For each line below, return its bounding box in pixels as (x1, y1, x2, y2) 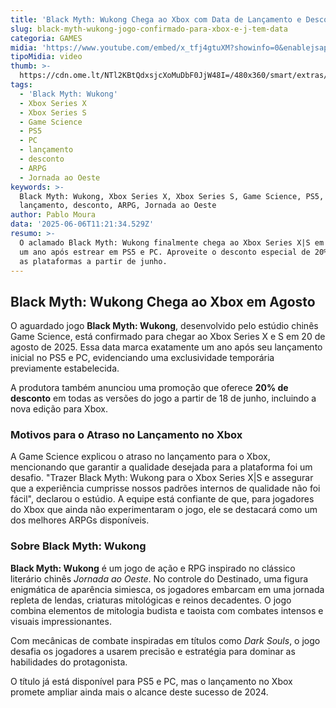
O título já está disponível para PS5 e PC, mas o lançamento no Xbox (10, 675, 293, 687)
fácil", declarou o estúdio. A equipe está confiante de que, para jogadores (10, 493, 315, 505)
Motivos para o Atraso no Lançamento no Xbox (10, 428, 243, 442)
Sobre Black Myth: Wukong (10, 539, 147, 553)
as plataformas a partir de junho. (19, 256, 168, 266)
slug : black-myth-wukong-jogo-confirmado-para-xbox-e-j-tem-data (10, 24, 288, 34)
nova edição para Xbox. (10, 403, 108, 415)
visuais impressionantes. (10, 615, 112, 627)
